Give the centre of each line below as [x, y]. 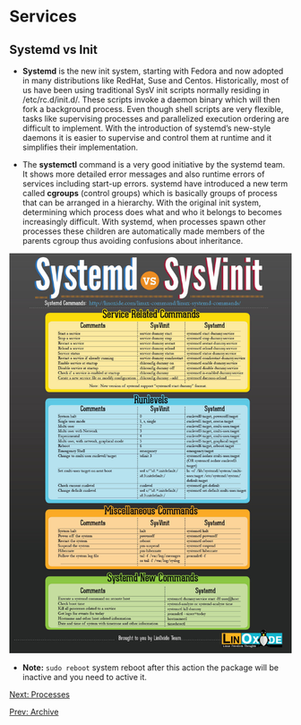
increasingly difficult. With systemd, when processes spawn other [144, 222]
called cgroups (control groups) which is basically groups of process [150, 193]
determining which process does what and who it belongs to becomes [152, 212]
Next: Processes [39, 694]
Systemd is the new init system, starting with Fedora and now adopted [153, 71]
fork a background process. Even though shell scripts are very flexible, [153, 109]
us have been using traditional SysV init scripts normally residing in [146, 90]
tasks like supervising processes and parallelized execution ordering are [155, 119]
